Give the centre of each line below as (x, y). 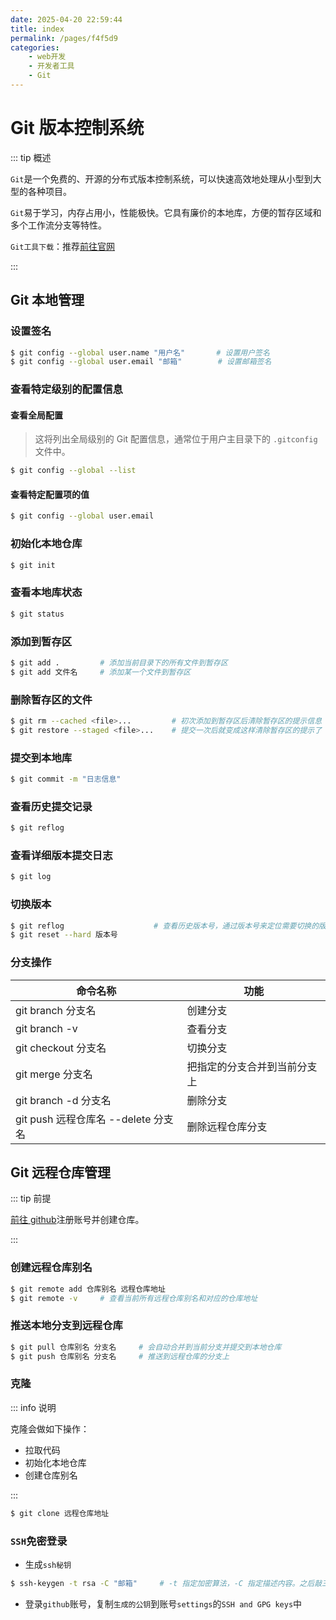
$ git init (33, 565)
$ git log (31, 877)
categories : (35, 47)
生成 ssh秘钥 (48, 1564)
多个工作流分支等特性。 (58, 225)
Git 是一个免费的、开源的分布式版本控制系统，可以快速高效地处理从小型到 (161, 178)
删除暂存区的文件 (51, 699)
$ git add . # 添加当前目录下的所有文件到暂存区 (119, 662)
